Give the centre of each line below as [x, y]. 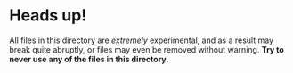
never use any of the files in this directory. [89, 59]
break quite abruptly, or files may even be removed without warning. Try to [147, 49]
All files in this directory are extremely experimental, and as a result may [142, 40]
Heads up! [48, 16]
